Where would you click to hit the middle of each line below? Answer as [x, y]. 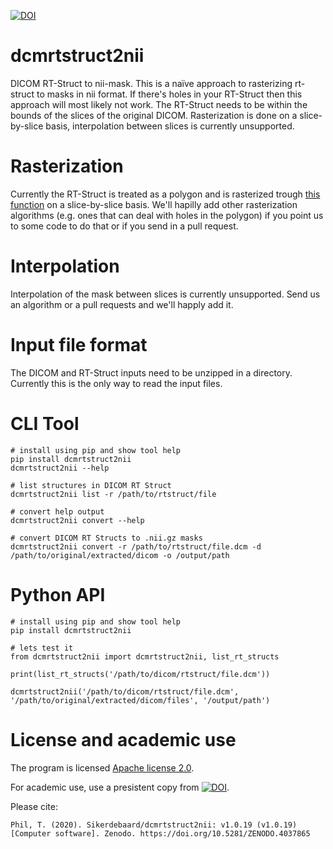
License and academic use [123, 739]
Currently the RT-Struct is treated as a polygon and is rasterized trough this [165, 194]
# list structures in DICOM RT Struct [91, 485]
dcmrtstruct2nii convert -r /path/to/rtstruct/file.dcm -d [136, 546]
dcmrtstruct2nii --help [60, 468]
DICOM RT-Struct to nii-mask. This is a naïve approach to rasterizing [151, 83]
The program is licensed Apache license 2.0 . [102, 767]
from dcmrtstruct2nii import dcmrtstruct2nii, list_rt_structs [145, 656]
